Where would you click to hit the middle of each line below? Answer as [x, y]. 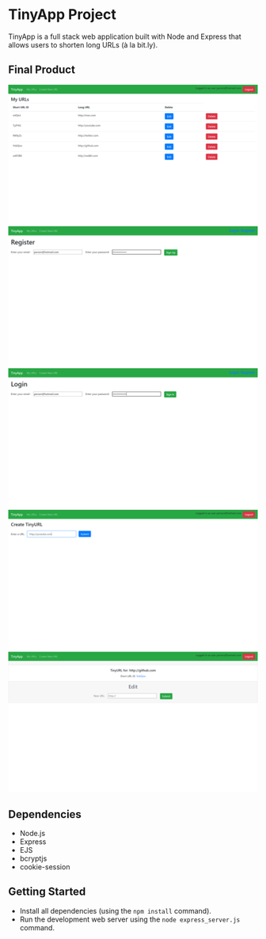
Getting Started [47, 892]
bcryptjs [33, 859]
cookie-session [45, 867]
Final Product [42, 70]
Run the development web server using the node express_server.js [130, 919]
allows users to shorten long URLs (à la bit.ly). [83, 44]
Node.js [32, 834]
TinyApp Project [63, 15]
